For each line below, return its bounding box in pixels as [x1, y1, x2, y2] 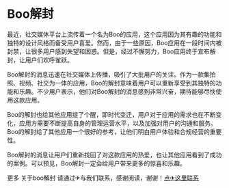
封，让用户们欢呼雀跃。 [7, 55, 73, 64]
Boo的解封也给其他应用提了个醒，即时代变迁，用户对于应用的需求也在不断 [7, 110, 216, 118]
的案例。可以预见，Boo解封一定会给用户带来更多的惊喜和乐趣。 [7, 159, 186, 167]
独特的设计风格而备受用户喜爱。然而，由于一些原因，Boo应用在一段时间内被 [7, 38, 222, 46]
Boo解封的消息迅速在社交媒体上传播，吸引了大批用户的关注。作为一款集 [7, 70, 210, 79]
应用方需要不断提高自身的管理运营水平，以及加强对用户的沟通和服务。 [18, 119, 217, 127]
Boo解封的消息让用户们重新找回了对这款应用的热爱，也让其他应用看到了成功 [7, 150, 222, 159]
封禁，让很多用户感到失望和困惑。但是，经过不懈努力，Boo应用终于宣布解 [7, 47, 216, 55]
